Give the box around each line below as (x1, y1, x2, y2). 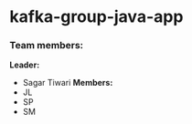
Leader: (9, 59, 40, 70)
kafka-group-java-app (9, 6, 184, 27)
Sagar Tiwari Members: (22, 77, 113, 88)
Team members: (9, 39, 84, 52)
